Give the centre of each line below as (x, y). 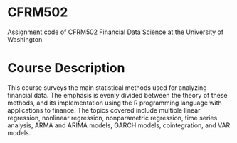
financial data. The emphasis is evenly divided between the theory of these (117, 95)
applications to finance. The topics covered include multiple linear (104, 110)
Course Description (66, 68)
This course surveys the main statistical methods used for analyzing (107, 87)
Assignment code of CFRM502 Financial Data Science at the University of (116, 32)
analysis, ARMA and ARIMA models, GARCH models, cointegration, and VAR (119, 125)
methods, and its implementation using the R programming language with (115, 103)
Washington (25, 39)
